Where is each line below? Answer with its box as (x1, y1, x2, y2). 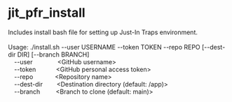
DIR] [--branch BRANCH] (17, 50, 90, 59)
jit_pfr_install (8, 5, 86, 21)
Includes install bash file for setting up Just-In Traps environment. (8, 28, 198, 36)
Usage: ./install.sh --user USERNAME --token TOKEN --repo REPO (8, 43, 200, 51)
